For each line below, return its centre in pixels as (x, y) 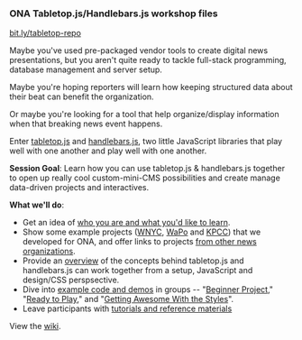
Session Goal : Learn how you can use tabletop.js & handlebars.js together (147, 169)
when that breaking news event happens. (86, 124)
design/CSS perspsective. (71, 280)
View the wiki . (35, 326)
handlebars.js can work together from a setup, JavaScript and (137, 271)
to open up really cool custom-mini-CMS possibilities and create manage (145, 178)
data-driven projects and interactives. (79, 188)
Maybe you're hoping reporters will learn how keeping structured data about (151, 87)
